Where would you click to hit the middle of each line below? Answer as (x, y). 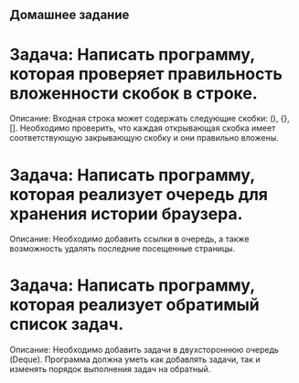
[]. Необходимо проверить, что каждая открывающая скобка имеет (143, 128)
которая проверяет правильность (146, 74)
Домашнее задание (69, 15)
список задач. (67, 324)
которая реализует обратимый (134, 305)
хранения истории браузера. (126, 213)
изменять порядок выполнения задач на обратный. (110, 369)
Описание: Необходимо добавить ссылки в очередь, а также (129, 239)
